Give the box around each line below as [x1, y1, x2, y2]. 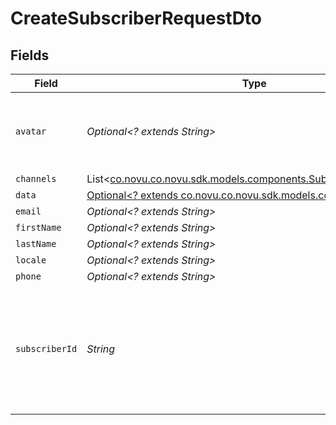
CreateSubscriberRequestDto [10, 7, 263, 30]
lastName [15, 238, 57, 249]
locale [15, 255, 47, 266]
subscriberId [15, 343, 78, 354]
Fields [10, 47, 50, 64]
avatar [15, 126, 47, 137]
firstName [15, 222, 62, 233]
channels [15, 173, 57, 184]
